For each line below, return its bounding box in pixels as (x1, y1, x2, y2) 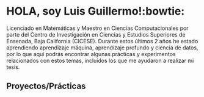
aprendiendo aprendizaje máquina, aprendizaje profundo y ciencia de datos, (6, 44, 199, 51)
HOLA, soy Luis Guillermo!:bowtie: (6, 4, 185, 18)
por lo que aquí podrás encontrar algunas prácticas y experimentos (6, 50, 176, 57)
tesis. (6, 63, 20, 71)
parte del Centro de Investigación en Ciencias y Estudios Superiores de (6, 31, 186, 38)
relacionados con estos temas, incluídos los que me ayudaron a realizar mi (6, 57, 194, 64)
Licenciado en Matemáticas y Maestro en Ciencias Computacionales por (6, 24, 189, 32)
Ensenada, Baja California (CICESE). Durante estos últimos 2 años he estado (6, 37, 199, 45)
